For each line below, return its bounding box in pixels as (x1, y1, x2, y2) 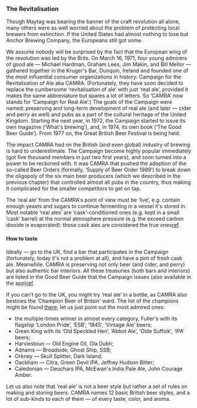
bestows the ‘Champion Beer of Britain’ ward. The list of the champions (6, 297, 179, 304)
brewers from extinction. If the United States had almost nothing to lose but (6, 31, 189, 38)
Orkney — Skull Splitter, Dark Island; (14, 353, 103, 360)
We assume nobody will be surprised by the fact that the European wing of (6, 48, 188, 55)
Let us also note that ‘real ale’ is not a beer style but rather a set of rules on (6, 383, 188, 390)
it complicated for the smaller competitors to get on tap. (6, 185, 141, 192)
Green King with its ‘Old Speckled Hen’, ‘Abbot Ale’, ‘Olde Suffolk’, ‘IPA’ (14, 327, 185, 334)
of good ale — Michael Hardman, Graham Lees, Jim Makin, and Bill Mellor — (6, 61, 191, 68)
